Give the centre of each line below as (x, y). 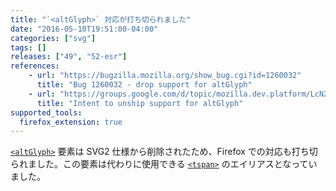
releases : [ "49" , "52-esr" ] (69, 57)
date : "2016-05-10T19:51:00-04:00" (84, 29)
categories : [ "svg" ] (53, 38)
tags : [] (28, 47)
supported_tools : (46, 112)
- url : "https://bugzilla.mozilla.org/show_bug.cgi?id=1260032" (165, 76)
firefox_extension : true (71, 122)
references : (35, 66)
